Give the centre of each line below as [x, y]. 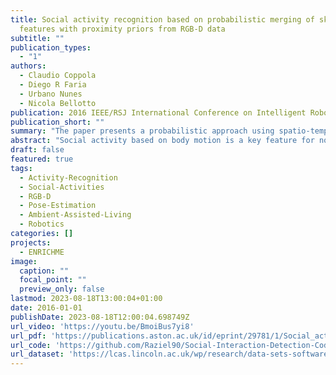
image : [24, 261]
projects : [31, 242]
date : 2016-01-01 [46, 308]
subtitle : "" [37, 38]
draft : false [37, 150]
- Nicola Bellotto [58, 103]
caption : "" [44, 271]
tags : [21, 168]
